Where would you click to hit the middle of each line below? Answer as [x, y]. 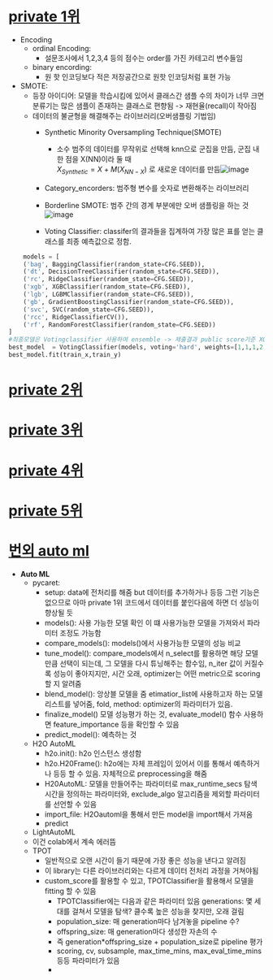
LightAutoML [54, 832]
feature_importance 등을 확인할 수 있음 [116, 724]
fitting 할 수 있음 [70, 891]
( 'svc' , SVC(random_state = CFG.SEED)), [89, 310]
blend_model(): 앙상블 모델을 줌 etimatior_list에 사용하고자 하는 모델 [154, 694]
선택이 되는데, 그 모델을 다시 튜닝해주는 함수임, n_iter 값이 [151, 663]
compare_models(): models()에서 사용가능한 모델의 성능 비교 [143, 643]
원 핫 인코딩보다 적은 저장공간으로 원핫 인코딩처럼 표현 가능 [138, 76]
